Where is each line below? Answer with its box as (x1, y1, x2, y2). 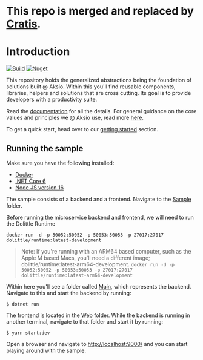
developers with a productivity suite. (6, 96, 98, 103)
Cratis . (6, 17, 41, 31)
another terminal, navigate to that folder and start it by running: (6, 318, 164, 325)
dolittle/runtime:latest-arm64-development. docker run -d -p (21, 260, 175, 267)
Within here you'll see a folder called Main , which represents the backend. (6, 283, 191, 290)
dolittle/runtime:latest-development (6, 237, 102, 243)
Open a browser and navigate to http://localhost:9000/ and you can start (6, 340, 188, 347)
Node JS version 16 (15, 183, 64, 191)
